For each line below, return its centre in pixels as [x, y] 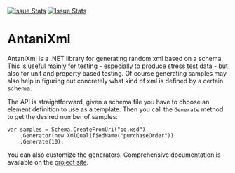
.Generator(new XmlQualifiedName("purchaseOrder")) [97, 136]
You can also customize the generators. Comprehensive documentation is [114, 155]
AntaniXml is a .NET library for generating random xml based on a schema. [115, 58]
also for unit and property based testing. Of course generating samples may [117, 73]
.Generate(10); [42, 141]
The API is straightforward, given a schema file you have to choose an [108, 102]
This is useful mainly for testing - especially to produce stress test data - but [117, 66]
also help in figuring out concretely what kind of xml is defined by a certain [115, 81]
